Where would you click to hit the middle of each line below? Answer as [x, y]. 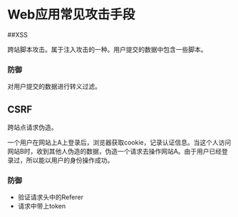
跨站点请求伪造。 [32, 127]
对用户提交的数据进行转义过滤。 [54, 87]
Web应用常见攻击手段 [71, 15]
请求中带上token [42, 206]
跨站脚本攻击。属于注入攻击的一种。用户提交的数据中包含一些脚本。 [107, 49]
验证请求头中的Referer [51, 197]
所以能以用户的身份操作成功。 [70, 160]
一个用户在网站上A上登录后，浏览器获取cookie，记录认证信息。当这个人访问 [119, 142]
